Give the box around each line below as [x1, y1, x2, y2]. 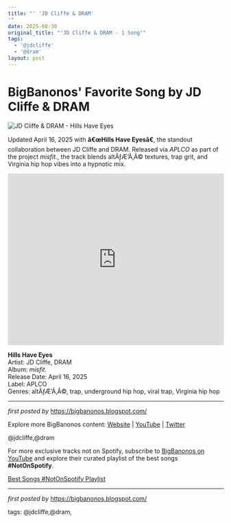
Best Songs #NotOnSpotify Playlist [8, 474, 106, 483]
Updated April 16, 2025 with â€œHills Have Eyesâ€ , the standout [8, 135, 193, 143]
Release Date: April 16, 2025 [8, 372, 88, 381]
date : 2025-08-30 [8, 23, 58, 30]
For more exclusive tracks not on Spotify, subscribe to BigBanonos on [8, 447, 205, 455]
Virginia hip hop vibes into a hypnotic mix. [8, 159, 126, 168]
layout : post [8, 55, 45, 62]
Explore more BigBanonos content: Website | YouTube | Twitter [8, 420, 186, 428]
